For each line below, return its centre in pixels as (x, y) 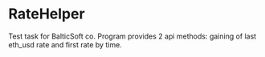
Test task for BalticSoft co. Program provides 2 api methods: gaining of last (132, 36)
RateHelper (47, 14)
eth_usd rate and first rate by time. (65, 44)
